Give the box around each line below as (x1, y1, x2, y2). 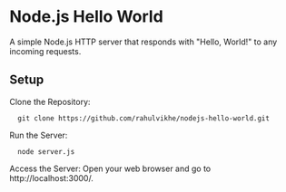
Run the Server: (9, 130, 68, 140)
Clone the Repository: (9, 96, 91, 107)
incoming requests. (9, 45, 82, 56)
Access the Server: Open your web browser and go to (9, 163, 212, 174)
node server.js (17, 147, 75, 156)
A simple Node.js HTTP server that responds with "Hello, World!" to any (9, 36, 278, 47)
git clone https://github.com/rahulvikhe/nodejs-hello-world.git (17, 113, 271, 123)
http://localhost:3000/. (9, 172, 94, 183)
